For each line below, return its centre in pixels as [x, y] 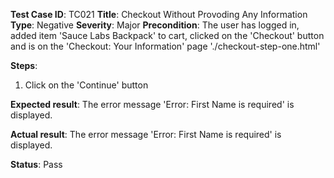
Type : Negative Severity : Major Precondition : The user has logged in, [155, 25]
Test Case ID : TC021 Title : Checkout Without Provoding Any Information [159, 14]
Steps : [24, 65]
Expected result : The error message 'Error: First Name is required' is [152, 104]
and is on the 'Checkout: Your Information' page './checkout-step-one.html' [165, 46]
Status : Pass [36, 164]
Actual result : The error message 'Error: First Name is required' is [146, 134]
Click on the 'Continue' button [86, 85]
